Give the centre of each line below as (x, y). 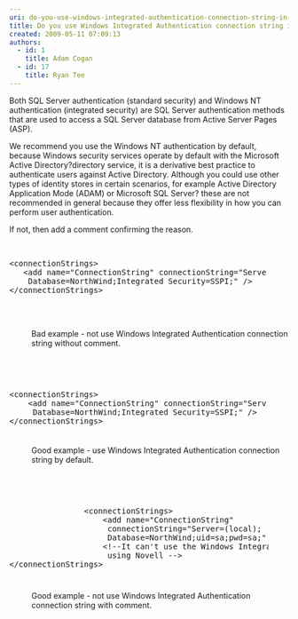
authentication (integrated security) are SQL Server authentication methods (147, 110)
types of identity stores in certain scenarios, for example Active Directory (143, 184)
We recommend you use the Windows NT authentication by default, (133, 146)
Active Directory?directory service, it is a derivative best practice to (132, 164)
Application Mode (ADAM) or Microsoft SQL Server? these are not (129, 193)
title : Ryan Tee (55, 75)
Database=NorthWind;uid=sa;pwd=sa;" (187, 537)
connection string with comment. (92, 605)
